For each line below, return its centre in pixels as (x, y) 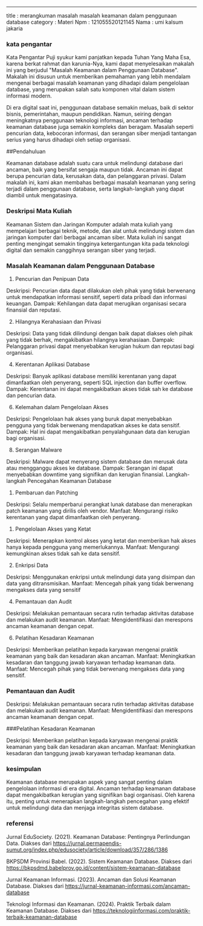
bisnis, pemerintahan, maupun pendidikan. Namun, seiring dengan (89, 114)
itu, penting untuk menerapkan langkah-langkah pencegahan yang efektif (98, 801)
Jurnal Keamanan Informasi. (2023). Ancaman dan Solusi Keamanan (91, 879)
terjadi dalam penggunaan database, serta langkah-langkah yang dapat (95, 189)
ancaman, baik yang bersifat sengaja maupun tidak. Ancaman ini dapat (95, 169)
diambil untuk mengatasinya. (42, 195)
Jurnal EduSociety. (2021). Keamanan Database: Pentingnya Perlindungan (98, 836)
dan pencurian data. (31, 395)
